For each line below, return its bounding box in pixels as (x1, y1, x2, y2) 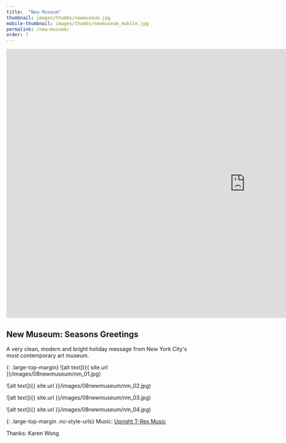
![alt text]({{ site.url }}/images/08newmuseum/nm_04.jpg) (6, 406, 152, 413)
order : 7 (6, 32, 29, 38)
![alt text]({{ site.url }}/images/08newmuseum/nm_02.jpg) (6, 382, 152, 389)
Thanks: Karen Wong (6, 430, 59, 437)
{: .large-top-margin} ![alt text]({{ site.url (6, 363, 108, 371)
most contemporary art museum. (6, 352, 90, 359)
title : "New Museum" (6, 9, 62, 15)
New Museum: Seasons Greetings (6, 329, 139, 339)
